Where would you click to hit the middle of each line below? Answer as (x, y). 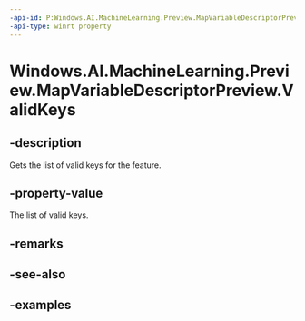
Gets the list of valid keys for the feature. (85, 165)
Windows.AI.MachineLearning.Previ (149, 71)
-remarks (36, 243)
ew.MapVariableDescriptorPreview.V (152, 90)
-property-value (56, 193)
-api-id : (26, 18)
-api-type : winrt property (60, 26)
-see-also (38, 274)
